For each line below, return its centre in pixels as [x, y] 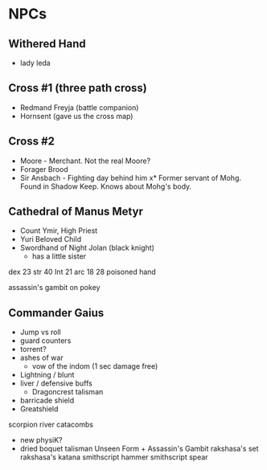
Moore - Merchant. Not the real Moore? [85, 161]
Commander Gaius [56, 313]
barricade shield [47, 401]
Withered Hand [47, 44]
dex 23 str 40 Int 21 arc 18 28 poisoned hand [82, 272]
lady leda [35, 63]
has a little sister [59, 256]
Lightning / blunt [47, 375]
